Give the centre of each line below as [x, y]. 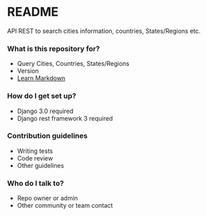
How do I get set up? [42, 96]
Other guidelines [40, 165]
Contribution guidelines [47, 136]
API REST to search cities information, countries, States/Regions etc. [104, 31]
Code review [35, 158]
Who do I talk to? [36, 183]
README [33, 12]
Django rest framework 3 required [65, 118]
